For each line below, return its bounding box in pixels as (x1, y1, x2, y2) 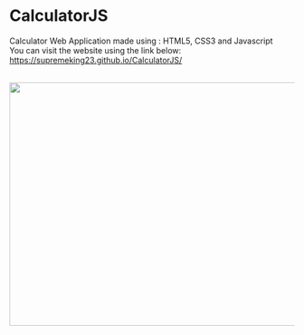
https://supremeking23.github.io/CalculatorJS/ (9, 54, 183, 65)
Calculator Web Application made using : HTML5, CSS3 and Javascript (9, 35, 273, 46)
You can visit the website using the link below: (9, 44, 182, 55)
